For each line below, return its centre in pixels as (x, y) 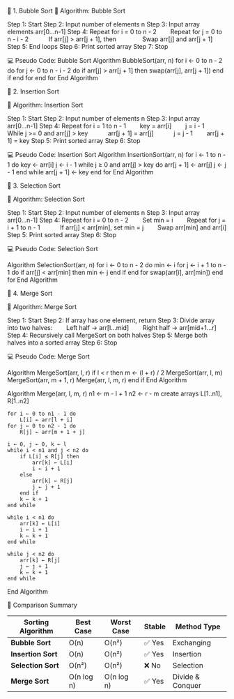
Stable (155, 626)
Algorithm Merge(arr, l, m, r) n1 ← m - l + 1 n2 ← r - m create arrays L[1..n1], (115, 393)
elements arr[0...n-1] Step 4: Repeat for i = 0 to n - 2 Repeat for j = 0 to (115, 32)
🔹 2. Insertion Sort (33, 91)
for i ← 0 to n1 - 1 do (42, 414)
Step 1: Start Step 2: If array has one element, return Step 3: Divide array (111, 320)
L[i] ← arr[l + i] (46, 420)
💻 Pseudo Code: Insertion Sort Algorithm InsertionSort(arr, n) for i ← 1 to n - (117, 155)
